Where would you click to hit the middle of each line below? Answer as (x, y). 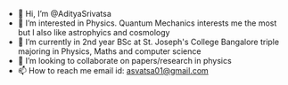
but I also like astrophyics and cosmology (94, 32)
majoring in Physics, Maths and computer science (109, 51)
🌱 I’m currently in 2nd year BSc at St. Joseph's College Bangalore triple (148, 42)
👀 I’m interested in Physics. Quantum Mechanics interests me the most (147, 23)
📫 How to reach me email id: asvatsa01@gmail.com (113, 70)
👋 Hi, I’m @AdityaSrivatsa (64, 14)
